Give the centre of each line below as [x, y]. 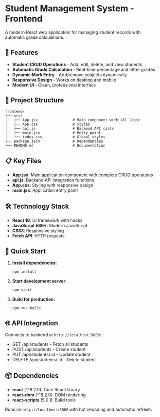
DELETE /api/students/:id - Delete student [54, 360]
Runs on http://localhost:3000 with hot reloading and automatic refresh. [79, 409]
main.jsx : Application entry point [45, 190]
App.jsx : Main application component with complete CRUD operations [82, 175]
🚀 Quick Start [26, 251]
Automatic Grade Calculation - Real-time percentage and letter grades [84, 69]
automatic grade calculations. [35, 37]
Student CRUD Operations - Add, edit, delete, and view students [77, 64]
